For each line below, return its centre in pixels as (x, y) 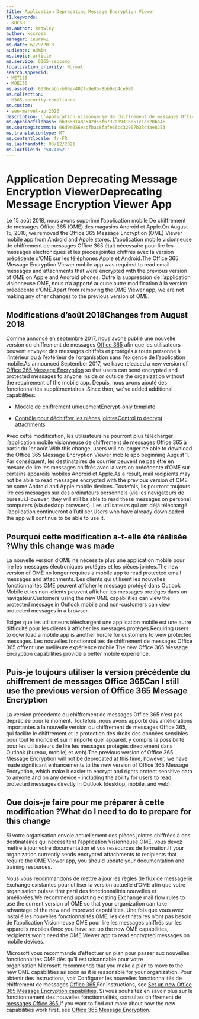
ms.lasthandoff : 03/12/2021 (41, 144)
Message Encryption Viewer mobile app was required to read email (88, 265)
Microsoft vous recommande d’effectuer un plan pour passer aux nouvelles (98, 953)
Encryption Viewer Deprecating (84, 191)
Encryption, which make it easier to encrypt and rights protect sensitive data (99, 771)
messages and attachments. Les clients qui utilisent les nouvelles (86, 579)
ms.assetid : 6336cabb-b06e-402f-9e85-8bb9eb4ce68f (70, 89)
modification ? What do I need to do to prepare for (99, 812)
